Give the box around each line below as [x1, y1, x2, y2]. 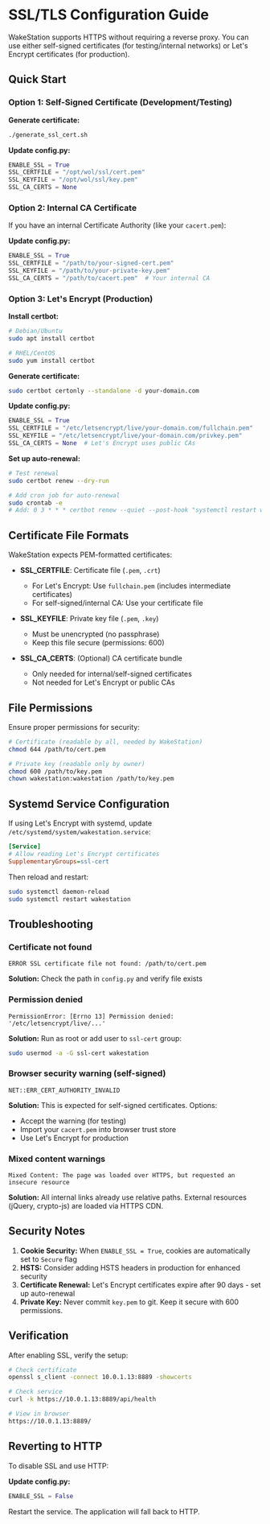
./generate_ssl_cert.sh [8, 130, 88, 138]
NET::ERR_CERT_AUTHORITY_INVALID [8, 1086, 121, 1094]
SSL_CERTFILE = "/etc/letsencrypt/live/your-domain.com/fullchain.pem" [8, 424, 253, 432]
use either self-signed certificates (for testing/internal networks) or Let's [8, 40, 248, 50]
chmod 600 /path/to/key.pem [8, 767, 103, 776]
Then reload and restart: [8, 871, 89, 882]
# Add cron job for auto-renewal [8, 491, 121, 500]
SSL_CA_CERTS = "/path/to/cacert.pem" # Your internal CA [8, 274, 211, 282]
